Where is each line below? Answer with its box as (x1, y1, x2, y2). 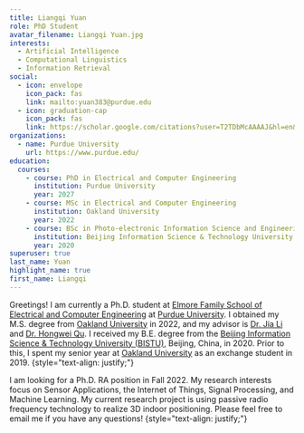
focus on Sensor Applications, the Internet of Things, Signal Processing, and (9, 384, 294, 395)
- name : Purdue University (17, 140, 119, 149)
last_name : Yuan (9, 257, 71, 267)
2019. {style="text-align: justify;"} (9, 357, 135, 368)
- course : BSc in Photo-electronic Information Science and (25, 224, 257, 233)
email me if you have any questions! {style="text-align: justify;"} (9, 413, 248, 424)
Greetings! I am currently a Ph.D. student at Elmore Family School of (9, 299, 262, 310)
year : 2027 (33, 190, 75, 199)
